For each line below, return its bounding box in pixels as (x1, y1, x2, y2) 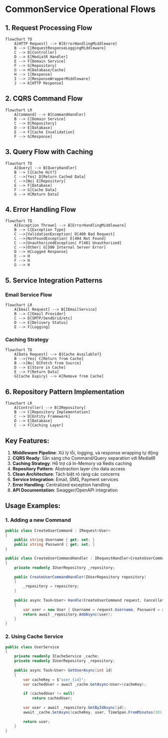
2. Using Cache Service (5, 633, 63, 640)
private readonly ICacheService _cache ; (14, 654, 99, 659)
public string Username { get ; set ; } (14, 537, 95, 543)
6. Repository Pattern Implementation (5, 388, 125, 396)
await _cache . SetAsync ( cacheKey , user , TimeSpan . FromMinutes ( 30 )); (23, 709, 166, 715)
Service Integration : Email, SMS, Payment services (12, 476, 118, 482)
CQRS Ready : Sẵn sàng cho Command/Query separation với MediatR (12, 455, 156, 461)
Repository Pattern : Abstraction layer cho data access (12, 466, 125, 472)
